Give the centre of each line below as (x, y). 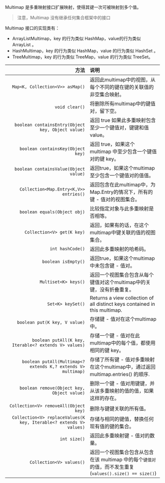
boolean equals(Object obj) (52, 212)
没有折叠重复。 (117, 290)
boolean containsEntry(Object (50, 125)
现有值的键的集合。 (112, 426)
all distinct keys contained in (123, 304)
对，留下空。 (104, 111)
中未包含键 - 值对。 (112, 266)
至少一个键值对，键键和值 (119, 128)
